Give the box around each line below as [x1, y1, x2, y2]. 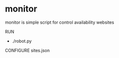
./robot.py [12, 38, 32, 44]
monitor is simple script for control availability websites [5, 19, 114, 25]
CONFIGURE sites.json [5, 47, 50, 53]
